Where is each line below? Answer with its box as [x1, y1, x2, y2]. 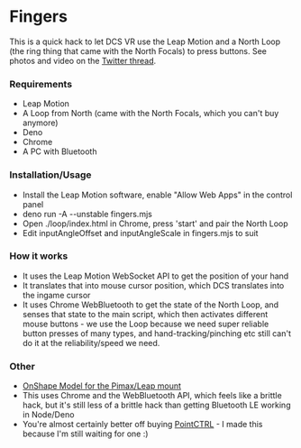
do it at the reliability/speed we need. [22, 337, 160, 348]
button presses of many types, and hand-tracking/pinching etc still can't [22, 327, 291, 339]
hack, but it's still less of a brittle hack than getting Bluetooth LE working [22, 399, 291, 411]
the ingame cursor [22, 289, 91, 300]
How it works [9, 250, 68, 262]
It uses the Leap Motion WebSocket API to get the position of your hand [22, 270, 289, 281]
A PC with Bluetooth [22, 146, 97, 157]
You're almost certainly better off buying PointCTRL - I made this [22, 419, 263, 430]
